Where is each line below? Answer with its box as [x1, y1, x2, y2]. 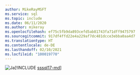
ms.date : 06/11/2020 [5, 20, 47, 25]
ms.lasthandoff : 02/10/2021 [5, 47, 62, 52]
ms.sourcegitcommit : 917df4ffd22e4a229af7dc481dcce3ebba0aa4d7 [5, 34, 136, 39]
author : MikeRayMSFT [5, 7, 47, 12]
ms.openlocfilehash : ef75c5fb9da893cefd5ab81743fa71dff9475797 [5, 29, 136, 34]
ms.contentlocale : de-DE [5, 43, 55, 48]
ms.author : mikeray [5, 25, 45, 30]
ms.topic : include [5, 16, 42, 21]
